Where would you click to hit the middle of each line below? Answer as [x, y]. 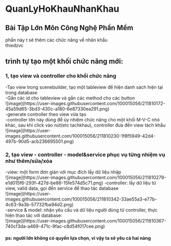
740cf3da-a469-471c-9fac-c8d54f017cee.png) [55, 226]
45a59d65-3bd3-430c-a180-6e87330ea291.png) [57, 109]
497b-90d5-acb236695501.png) [40, 141]
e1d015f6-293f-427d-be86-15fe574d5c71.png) [54, 183]
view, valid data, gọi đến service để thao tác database [62, 188]
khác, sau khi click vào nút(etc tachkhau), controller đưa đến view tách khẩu [86, 125]
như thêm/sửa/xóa [29, 161]
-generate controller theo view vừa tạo [46, 114]
